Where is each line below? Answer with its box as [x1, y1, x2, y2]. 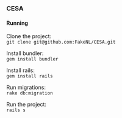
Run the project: [6, 101, 47, 108]
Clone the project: [6, 33, 52, 40]
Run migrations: [6, 84, 46, 91]
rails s [6, 107, 26, 113]
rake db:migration [6, 90, 53, 96]
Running [6, 19, 29, 27]
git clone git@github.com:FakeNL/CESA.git [6, 39, 116, 45]
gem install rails [6, 73, 53, 79]
